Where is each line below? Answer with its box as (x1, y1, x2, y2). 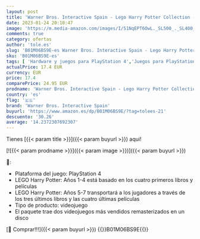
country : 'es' (6, 92, 42, 98)
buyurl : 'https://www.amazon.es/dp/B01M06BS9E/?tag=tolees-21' (6, 108, 167, 114)
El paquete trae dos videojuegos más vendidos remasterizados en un (14, 208, 185, 215)
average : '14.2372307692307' (6, 119, 79, 125)
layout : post (6, 8, 39, 15)
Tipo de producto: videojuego (14, 202, 88, 209)
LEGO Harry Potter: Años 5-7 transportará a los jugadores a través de (14, 189, 186, 196)
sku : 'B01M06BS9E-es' (6, 53, 60, 59)
